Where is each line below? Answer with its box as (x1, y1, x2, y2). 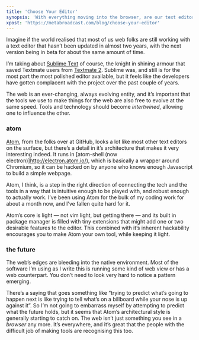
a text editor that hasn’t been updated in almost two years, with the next (6, 42, 182, 49)
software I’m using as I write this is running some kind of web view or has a (6, 265, 190, 272)
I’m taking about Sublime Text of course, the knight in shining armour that (6, 60, 185, 67)
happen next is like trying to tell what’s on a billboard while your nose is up (6, 295, 188, 303)
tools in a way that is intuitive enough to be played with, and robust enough (6, 187, 190, 194)
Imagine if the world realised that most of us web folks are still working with (6, 36, 191, 43)
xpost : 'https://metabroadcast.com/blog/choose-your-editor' (6, 20, 161, 26)
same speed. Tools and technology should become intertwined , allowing (6, 103, 183, 111)
